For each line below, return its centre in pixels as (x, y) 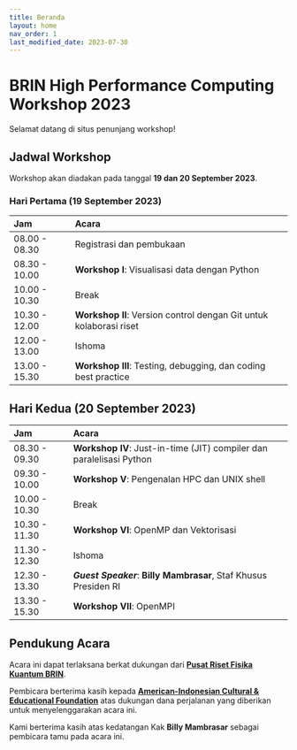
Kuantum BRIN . (38, 674)
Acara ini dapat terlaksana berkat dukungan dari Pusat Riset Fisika (131, 664)
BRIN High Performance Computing (142, 86)
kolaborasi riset (107, 326)
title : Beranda (37, 17)
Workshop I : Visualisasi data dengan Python (167, 270)
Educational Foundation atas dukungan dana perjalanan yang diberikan (140, 700)
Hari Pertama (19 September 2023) (85, 201)
